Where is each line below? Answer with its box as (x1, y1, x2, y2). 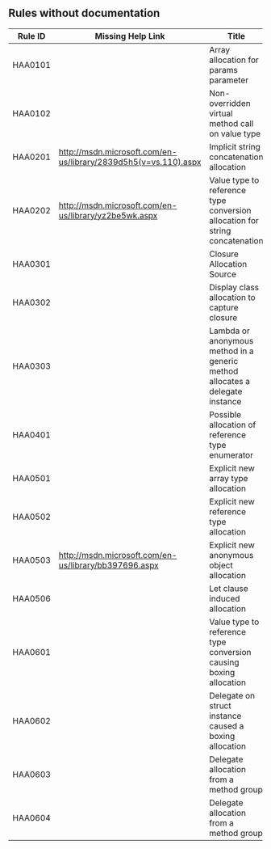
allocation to (209, 291, 256, 302)
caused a (209, 720, 244, 731)
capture (209, 302, 240, 313)
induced (209, 593, 240, 604)
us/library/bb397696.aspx (58, 560, 159, 571)
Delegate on (209, 690, 256, 701)
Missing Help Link (94, 30, 165, 41)
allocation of (209, 419, 256, 430)
